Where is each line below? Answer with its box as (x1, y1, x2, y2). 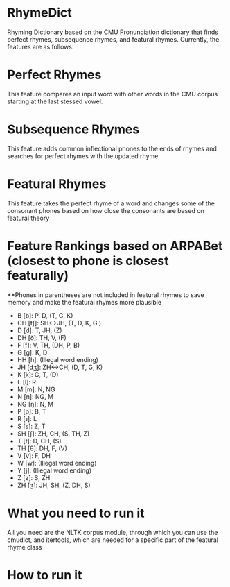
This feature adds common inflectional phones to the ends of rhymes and (7, 144, 217, 153)
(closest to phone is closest (7, 253, 169, 269)
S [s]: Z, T (17, 422, 46, 430)
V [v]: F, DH (17, 451, 51, 459)
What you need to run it (7, 505, 145, 521)
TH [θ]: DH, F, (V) (17, 444, 68, 452)
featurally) (7, 267, 69, 283)
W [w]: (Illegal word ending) (17, 459, 97, 467)
